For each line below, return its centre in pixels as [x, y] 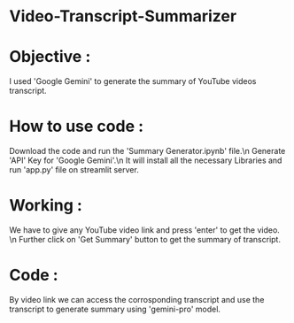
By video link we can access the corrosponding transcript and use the [137, 299]
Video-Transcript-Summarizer [123, 16]
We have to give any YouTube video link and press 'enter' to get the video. [145, 230]
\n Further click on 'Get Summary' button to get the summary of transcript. [145, 239]
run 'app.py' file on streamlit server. [74, 170]
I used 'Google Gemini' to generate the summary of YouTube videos [133, 81]
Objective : [50, 57]
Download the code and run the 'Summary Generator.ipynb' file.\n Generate [147, 151]
